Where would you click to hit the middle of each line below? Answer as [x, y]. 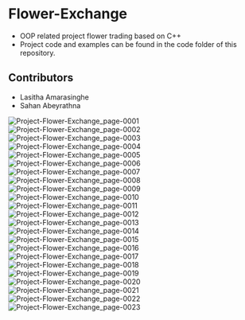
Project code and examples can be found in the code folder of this [128, 44]
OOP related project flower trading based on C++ [100, 36]
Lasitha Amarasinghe [54, 97]
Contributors [41, 78]
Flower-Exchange [68, 14]
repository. [37, 53]
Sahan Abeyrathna [50, 105]
